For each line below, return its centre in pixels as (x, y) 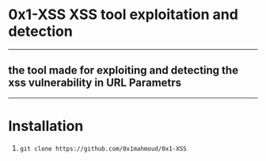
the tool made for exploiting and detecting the (123, 70)
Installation (46, 126)
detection (40, 31)
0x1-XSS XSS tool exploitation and (123, 15)
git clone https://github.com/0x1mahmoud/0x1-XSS (103, 148)
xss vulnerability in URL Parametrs (95, 83)
